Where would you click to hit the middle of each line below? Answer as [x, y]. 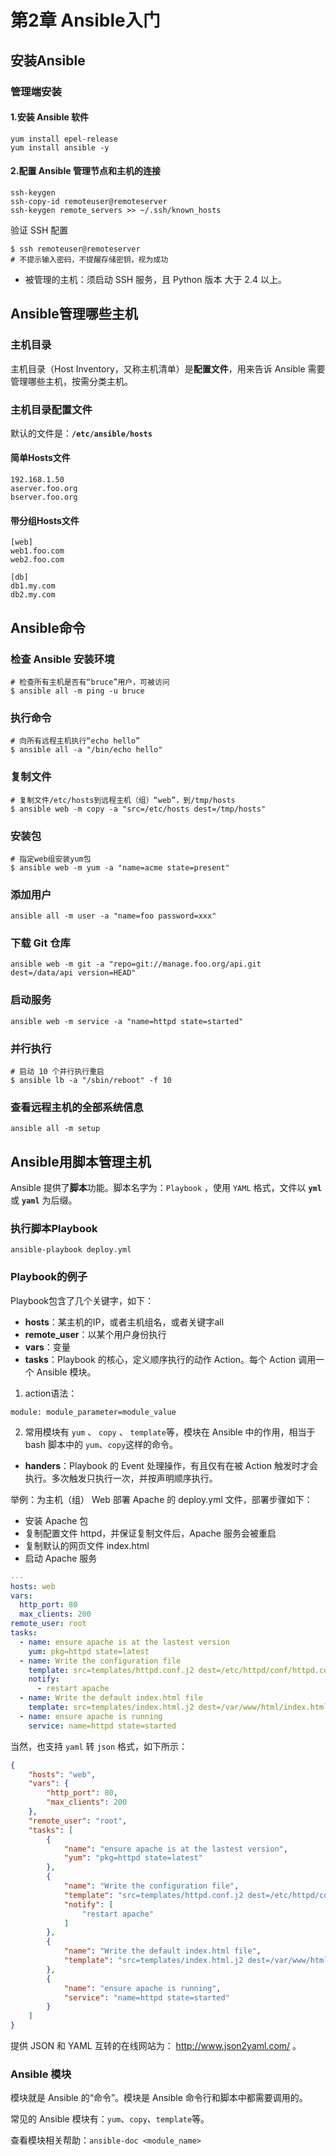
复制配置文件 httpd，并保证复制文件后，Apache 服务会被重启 [150, 1533]
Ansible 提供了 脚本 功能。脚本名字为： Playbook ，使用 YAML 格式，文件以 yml [166, 1188]
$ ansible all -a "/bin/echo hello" [86, 750]
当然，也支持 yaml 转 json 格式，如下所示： [99, 1746]
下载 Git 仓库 [40, 943]
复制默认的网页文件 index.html [87, 1545]
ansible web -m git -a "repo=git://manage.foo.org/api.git [136, 964]
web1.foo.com [37, 551]
